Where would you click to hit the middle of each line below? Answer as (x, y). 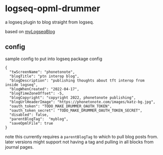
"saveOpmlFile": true (31, 123)
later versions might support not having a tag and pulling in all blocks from (80, 142)
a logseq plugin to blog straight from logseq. (49, 22)
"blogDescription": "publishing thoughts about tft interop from (77, 80)
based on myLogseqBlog (30, 31)
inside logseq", (21, 85)
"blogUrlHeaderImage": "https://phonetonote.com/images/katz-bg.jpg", (82, 102)
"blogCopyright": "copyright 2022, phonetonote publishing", (73, 98)
